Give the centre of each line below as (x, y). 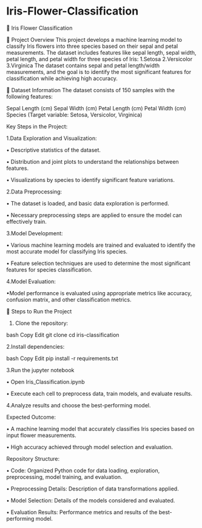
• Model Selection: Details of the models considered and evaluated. (91, 500)
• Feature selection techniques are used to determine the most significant (99, 263)
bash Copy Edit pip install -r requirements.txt (62, 358)
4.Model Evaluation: (31, 281)
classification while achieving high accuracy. (62, 78)
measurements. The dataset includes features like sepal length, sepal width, (101, 52)
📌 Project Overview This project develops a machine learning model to (94, 39)
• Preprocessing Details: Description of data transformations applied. (93, 489)
